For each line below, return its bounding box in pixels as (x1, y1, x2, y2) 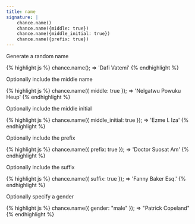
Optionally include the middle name (6, 75, 93, 83)
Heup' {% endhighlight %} (6, 93, 71, 100)
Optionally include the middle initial (6, 105, 92, 112)
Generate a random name (6, 53, 69, 59)
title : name (6, 8, 36, 15)
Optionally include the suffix (6, 164, 75, 171)
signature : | (6, 14, 39, 20)
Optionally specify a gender (6, 193, 74, 200)
